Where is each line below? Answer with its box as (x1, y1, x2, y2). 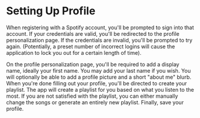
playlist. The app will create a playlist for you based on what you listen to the (6, 86, 194, 93)
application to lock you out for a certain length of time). (6, 49, 141, 56)
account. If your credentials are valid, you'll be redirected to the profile (6, 30, 180, 37)
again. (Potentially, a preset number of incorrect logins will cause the (6, 43, 175, 50)
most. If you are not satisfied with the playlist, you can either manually (6, 92, 179, 100)
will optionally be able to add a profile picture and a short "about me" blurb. (6, 73, 192, 80)
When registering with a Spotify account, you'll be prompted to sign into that (6, 24, 194, 31)
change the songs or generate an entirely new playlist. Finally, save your (6, 98, 184, 105)
